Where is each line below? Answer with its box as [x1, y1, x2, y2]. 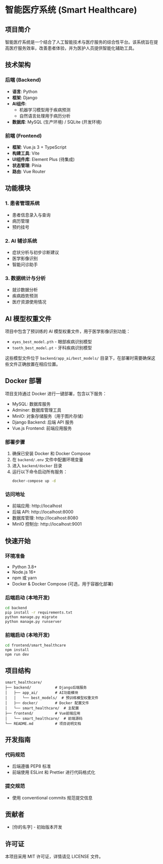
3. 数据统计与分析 [5, 275, 46, 282]
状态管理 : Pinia [12, 162, 42, 168]
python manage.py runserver [5, 619, 62, 624]
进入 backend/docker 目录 [12, 463, 62, 469]
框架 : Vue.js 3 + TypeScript [12, 144, 67, 150]
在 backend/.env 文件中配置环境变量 [12, 457, 83, 462]
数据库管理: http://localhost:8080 [12, 515, 79, 521]
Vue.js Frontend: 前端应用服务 [12, 425, 72, 431]
